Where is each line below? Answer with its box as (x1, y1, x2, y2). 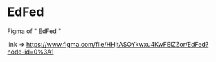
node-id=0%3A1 (7, 48, 54, 56)
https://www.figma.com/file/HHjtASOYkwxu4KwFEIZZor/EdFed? (26, 40, 209, 48)
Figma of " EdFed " (7, 27, 62, 35)
